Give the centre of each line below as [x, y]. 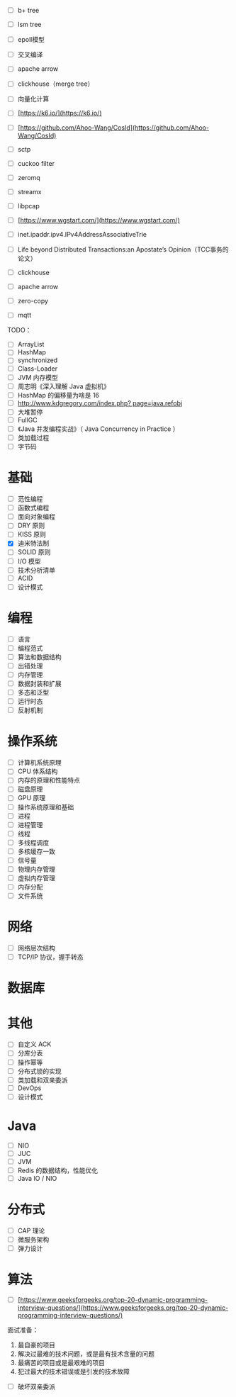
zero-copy [33, 301]
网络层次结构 [36, 948]
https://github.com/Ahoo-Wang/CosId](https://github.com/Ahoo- [115, 128]
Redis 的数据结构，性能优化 [58, 1170]
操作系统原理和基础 [46, 807]
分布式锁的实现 [39, 1071]
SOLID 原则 [34, 552]
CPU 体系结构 [38, 771]
